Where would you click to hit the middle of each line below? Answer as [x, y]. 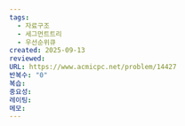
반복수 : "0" [28, 75]
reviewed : [28, 59]
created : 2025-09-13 [48, 51]
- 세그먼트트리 [40, 34]
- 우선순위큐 [36, 42]
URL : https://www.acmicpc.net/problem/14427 [93, 67]
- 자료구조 [34, 26]
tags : [19, 17]
